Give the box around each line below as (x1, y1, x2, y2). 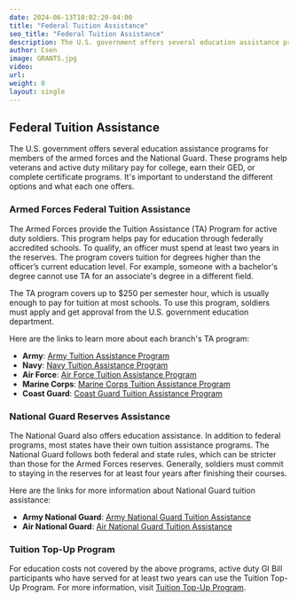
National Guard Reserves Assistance (9, 410, 171, 422)
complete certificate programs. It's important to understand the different (9, 172, 273, 183)
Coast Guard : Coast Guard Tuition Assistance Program (21, 387, 223, 399)
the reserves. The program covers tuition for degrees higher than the (9, 252, 262, 262)
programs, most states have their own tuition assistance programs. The (9, 440, 270, 450)
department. (9, 316, 55, 326)
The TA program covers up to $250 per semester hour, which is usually (9, 287, 270, 298)
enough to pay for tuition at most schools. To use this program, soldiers (9, 297, 271, 308)
